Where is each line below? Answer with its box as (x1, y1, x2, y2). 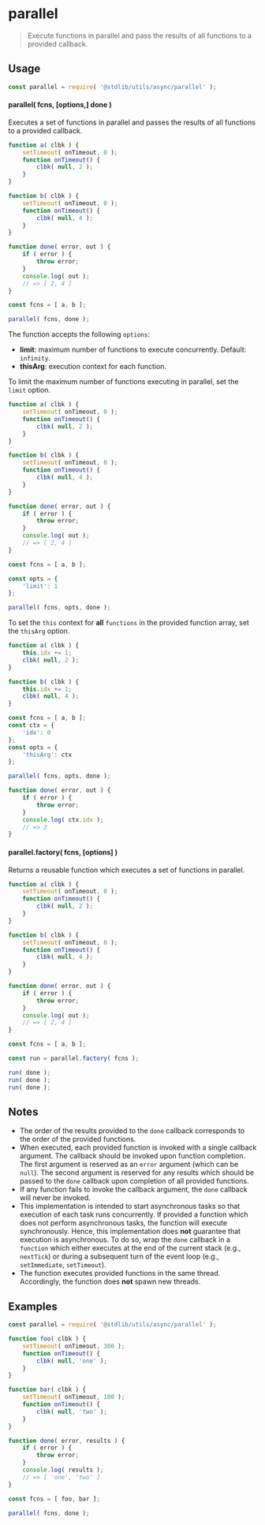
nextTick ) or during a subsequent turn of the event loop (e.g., (19, 1251, 219, 1262)
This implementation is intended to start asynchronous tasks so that (19, 1202, 241, 1211)
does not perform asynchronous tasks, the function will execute (19, 1218, 227, 1228)
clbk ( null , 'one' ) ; (36, 1357, 108, 1365)
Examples (8, 1299, 58, 1313)
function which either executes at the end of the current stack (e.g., (19, 1243, 241, 1253)
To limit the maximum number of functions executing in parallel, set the (8, 377, 239, 386)
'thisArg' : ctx (22, 751, 73, 759)
